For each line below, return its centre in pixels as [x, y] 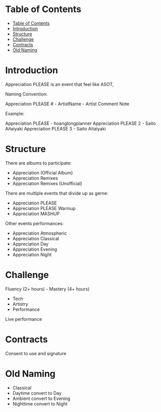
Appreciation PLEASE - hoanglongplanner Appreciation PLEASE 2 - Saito [80, 123]
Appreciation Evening [35, 249]
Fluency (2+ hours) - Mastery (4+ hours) [47, 289]
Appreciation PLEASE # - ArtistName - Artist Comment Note [67, 104]
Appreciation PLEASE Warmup [44, 208]
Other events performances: [34, 223]
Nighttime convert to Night [40, 403]
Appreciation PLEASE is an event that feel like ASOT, [60, 84]
